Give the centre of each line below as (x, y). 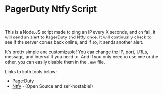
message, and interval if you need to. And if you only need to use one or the (81, 56)
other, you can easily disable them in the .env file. (55, 62)
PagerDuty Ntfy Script (51, 9)
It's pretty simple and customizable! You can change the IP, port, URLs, (77, 52)
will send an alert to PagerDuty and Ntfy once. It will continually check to (78, 37)
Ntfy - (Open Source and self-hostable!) (52, 86)
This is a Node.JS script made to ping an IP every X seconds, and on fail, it (80, 32)
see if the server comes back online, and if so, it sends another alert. (74, 42)
